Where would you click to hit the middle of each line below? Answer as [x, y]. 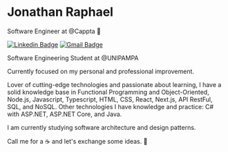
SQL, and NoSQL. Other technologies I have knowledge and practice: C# [111, 106]
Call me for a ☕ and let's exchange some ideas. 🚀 [77, 141]
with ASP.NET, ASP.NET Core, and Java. [65, 114]
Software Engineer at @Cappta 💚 [54, 31]
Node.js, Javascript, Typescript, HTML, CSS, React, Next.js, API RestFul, [110, 99]
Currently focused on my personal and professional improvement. [101, 71]
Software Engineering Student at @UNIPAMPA [73, 58]
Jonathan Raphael [60, 12]
